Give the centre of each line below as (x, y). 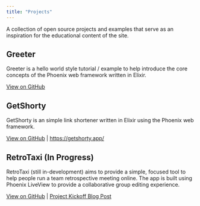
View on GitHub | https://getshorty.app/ (55, 139)
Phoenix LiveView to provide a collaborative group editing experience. (93, 185)
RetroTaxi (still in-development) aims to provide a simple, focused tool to (96, 172)
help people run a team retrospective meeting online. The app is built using (99, 178)
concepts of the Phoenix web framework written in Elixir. (76, 75)
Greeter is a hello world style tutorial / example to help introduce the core (97, 69)
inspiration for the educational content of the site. (67, 35)
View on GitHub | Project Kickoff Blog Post (59, 196)
